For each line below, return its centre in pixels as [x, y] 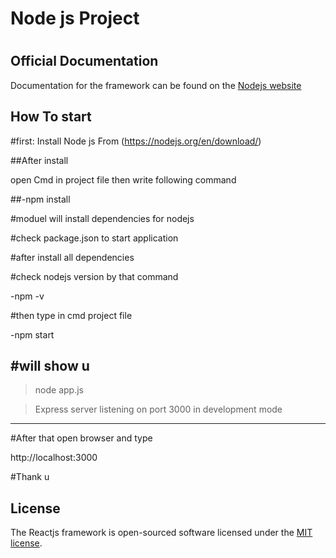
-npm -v [27, 296]
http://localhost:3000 [54, 458]
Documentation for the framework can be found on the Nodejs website [156, 85]
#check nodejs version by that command [94, 276]
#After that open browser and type [81, 438]
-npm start [32, 334]
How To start [51, 117]
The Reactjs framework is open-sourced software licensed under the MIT [161, 533]
